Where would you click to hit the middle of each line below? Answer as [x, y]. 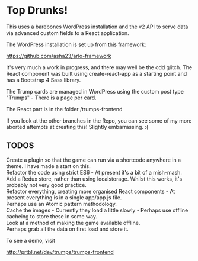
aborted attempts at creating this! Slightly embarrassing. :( [77, 127]
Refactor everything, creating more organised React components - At [91, 191]
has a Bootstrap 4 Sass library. [44, 80]
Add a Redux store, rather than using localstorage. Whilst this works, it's [94, 179]
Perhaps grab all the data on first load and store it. [67, 229]
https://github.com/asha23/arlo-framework [59, 56]
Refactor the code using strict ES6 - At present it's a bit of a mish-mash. [94, 172]
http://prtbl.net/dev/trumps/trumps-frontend [60, 252]
